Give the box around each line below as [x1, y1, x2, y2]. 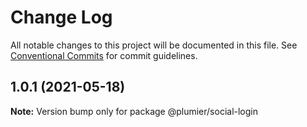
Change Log [10, 6, 113, 29]
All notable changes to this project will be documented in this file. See [10, 39, 298, 51]
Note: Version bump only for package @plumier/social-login [10, 105, 259, 117]
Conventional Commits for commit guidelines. [10, 49, 198, 61]
